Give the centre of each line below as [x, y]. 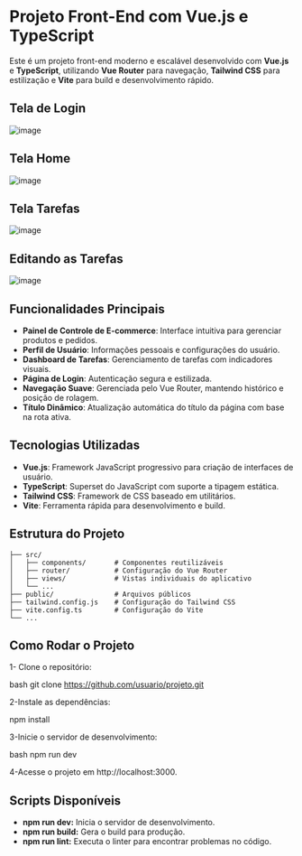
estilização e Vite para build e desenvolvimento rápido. [112, 79]
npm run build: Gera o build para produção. [104, 832]
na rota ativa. [47, 417]
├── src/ [26, 554]
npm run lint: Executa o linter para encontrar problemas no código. [147, 842]
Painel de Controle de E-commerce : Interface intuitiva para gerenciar [152, 330]
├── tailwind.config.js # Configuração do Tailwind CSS [123, 602]
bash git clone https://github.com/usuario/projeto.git [107, 684]
